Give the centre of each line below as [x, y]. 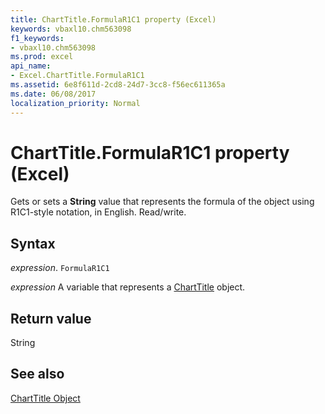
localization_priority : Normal [75, 103]
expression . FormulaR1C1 [60, 268]
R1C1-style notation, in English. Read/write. [98, 212]
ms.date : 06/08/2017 [53, 94]
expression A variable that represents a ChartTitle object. [128, 287]
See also [37, 374]
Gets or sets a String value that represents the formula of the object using [162, 202]
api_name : [31, 66]
